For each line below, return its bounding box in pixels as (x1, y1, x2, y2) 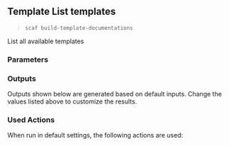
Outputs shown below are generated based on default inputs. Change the (7, 90, 222, 99)
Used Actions (7, 115, 55, 125)
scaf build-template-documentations (24, 24, 133, 31)
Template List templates (7, 6, 116, 18)
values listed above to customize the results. (7, 97, 138, 106)
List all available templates (7, 37, 84, 45)
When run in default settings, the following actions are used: (7, 131, 184, 140)
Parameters (7, 55, 48, 64)
